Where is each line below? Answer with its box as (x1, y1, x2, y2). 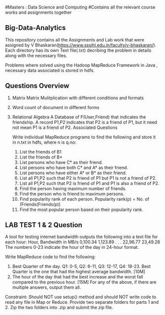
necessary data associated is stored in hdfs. (5, 67, 95, 73)
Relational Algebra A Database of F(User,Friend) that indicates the (12, 114, 146, 120)
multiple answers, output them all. (12, 284, 81, 290)
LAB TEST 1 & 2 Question (5, 221, 83, 229)
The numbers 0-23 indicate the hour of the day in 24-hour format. (5, 244, 139, 250)
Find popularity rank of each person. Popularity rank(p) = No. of (19, 196, 149, 202)
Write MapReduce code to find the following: (5, 254, 96, 260)
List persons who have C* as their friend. (19, 159, 103, 165)
